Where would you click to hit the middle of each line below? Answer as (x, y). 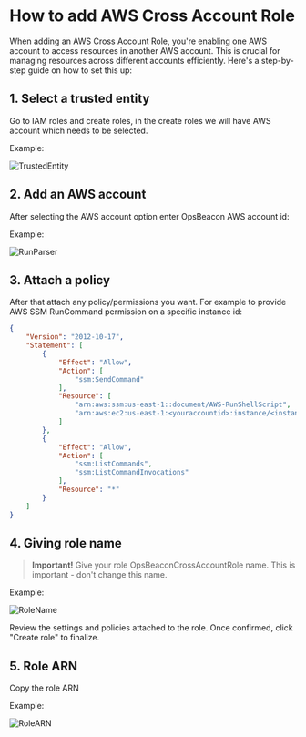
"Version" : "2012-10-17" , (75, 337)
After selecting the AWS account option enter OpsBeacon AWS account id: (149, 216)
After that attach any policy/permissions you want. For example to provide (148, 302)
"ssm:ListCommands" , (113, 464)
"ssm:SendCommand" (109, 379)
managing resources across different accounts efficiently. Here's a (134, 60)
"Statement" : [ (55, 346)
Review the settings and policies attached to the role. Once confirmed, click (151, 628)
